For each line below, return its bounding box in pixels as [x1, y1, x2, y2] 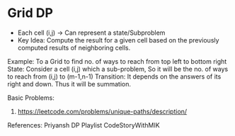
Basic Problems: [7, 93, 55, 102]
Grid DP [7, 5, 53, 21]
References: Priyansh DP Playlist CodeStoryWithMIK [7, 120, 161, 129]
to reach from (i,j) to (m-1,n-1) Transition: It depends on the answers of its [7, 72, 222, 81]
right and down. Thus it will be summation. [7, 79, 132, 88]
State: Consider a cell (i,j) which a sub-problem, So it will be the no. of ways [7, 64, 229, 73]
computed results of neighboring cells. [17, 43, 131, 52]
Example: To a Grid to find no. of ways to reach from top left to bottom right [7, 57, 227, 65]
